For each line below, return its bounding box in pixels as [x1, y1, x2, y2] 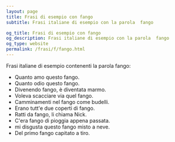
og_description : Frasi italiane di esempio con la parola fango [6, 36, 169, 41]
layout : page [6, 8, 38, 15]
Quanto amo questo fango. [14, 74, 80, 81]
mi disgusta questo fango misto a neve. [14, 123, 110, 130]
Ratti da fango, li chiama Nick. [14, 110, 87, 117]
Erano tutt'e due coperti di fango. [14, 105, 95, 112]
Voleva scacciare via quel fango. [14, 92, 94, 99]
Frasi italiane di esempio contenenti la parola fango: [6, 62, 131, 69]
